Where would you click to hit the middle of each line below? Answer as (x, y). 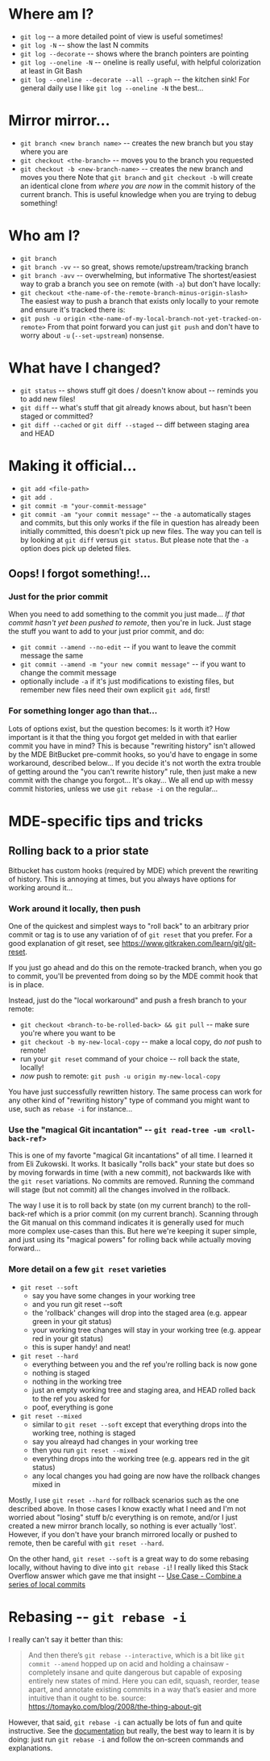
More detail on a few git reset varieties (87, 1269)
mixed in (46, 1484)
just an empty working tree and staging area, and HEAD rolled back (144, 1389)
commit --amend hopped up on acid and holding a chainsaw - (129, 1663)
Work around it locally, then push (75, 908)
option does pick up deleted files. (75, 548)
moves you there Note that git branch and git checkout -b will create (137, 177)
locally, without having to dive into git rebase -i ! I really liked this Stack (128, 1567)
